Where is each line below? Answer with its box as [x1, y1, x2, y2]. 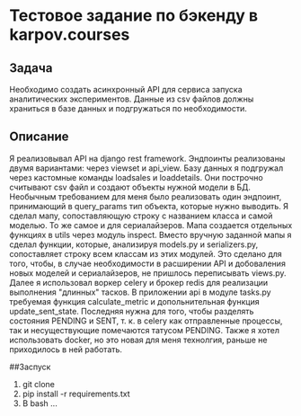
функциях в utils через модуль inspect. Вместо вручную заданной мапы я [9, 229, 292, 240]
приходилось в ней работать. [9, 343, 123, 355]
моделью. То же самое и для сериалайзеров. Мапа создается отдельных [9, 219, 293, 230]
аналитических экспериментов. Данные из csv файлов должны [9, 93, 254, 104]
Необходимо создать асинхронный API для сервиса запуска [9, 84, 243, 94]
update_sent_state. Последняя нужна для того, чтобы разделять [9, 305, 254, 316]
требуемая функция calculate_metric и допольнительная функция [9, 296, 260, 306]
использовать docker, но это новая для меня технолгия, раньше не [9, 334, 268, 345]
